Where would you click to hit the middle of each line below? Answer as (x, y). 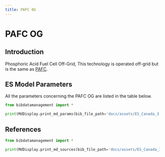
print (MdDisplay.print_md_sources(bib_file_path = (57, 149)
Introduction (25, 52)
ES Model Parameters (39, 85)
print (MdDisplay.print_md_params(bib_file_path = (56, 114)
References (23, 129)
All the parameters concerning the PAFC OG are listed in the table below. (79, 96)
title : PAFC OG (21, 10)
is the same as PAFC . (27, 69)
